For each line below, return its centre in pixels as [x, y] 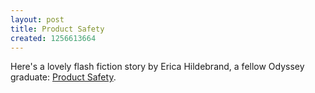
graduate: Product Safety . [63, 77]
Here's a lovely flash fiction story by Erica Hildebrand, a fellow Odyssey [157, 67]
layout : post [37, 19]
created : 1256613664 [53, 38]
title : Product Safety [57, 29]
